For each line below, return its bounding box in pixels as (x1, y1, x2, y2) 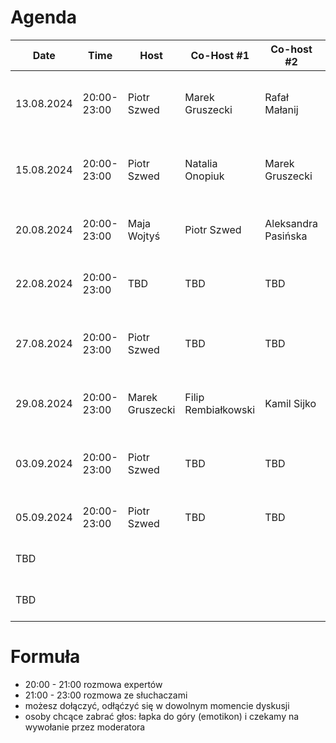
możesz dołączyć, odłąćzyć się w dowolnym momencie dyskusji (24, 699, 290, 711)
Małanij (264, 102, 299, 116)
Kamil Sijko (264, 396, 317, 410)
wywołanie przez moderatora (24, 721, 146, 733)
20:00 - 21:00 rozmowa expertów (24, 678, 163, 690)
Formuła (10, 646, 81, 668)
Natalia (184, 156, 218, 170)
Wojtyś (127, 229, 161, 243)
